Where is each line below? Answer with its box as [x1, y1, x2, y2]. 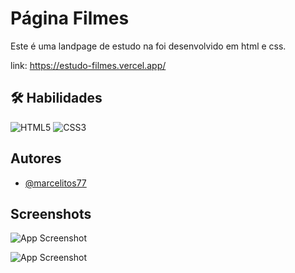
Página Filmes [10, 7, 130, 30]
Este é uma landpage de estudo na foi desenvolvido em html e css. [10, 40, 287, 52]
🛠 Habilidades [10, 90, 103, 107]
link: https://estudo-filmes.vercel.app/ [10, 59, 167, 71]
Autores [10, 150, 62, 167]
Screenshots [10, 205, 92, 222]
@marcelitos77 [24, 177, 87, 189]
